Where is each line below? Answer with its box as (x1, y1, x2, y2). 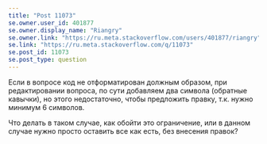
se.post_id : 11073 (8, 48, 69, 56)
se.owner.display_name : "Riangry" (8, 26, 123, 34)
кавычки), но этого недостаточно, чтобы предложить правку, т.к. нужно (8, 94, 253, 104)
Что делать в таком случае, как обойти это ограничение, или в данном (8, 118, 251, 127)
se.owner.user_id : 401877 (8, 19, 94, 27)
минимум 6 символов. (8, 102, 85, 112)
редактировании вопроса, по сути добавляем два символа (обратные (8, 85, 248, 95)
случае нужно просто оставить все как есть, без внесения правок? (8, 126, 238, 135)
